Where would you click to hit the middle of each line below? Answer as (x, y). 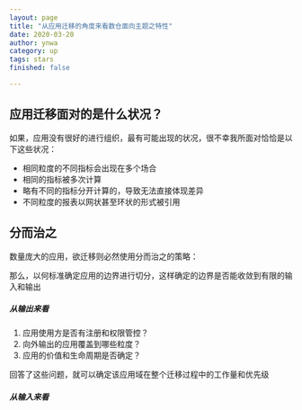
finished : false (40, 68)
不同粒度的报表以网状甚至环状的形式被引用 (101, 201)
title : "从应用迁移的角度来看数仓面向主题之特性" (91, 26)
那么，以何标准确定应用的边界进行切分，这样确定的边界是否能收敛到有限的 (147, 275)
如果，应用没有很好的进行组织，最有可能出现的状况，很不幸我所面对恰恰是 (147, 138)
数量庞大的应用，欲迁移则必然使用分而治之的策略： (104, 256)
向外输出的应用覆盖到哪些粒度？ (81, 344)
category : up (34, 51)
